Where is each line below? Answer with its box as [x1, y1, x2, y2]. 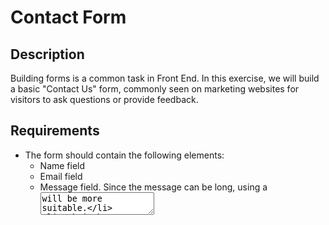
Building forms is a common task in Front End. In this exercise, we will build [10, 72, 320, 84]
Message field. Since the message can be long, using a [39, 181, 268, 193]
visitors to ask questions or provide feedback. [10, 94, 199, 105]
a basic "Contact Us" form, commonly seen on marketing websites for [10, 83, 300, 95]
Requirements [10, 122, 100, 140]
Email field [39, 170, 83, 182]
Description [10, 46, 85, 63]
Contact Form [10, 6, 127, 29]
